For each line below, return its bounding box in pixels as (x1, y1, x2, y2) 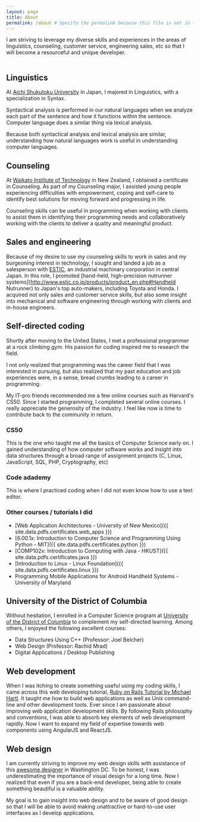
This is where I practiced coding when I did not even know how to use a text (6, 487, 193, 494)
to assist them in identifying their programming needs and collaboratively (6, 213, 186, 220)
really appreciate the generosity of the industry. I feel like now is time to (6, 404, 182, 412)
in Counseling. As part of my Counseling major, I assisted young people (6, 183, 182, 190)
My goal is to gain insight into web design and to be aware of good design (6, 796, 187, 803)
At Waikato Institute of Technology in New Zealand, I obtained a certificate (6, 177, 189, 183)
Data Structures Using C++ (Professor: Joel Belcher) (14, 636, 144, 643)
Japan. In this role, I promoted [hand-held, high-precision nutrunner (6, 272, 173, 279)
